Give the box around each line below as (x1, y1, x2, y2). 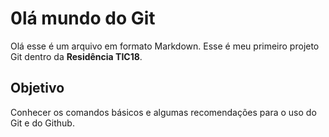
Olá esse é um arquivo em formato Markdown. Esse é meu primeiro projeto (10, 40, 320, 52)
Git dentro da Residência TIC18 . (10, 50, 143, 62)
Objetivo (10, 80, 65, 97)
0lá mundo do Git (10, 7, 156, 30)
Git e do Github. (10, 117, 75, 129)
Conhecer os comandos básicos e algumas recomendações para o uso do (10, 106, 317, 118)
